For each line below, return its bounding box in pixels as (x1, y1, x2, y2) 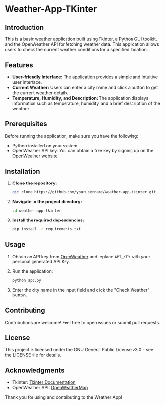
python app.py (12, 278, 41, 283)
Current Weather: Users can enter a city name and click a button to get (12, 84, 158, 90)
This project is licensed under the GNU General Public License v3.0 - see (5, 347, 154, 353)
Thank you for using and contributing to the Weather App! (5, 394, 122, 400)
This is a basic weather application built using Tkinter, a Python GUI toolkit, (5, 36, 157, 42)
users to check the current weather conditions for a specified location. (5, 47, 148, 52)
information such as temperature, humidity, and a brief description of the (12, 100, 160, 106)
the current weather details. (12, 90, 69, 96)
